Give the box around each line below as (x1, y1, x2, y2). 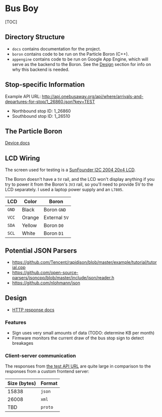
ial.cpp (12, 265, 26, 270)
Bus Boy (5, 3, 39, 14)
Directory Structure (5, 33, 65, 41)
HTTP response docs (12, 306, 55, 313)
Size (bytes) (7, 380, 36, 387)
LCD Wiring (5, 154, 40, 162)
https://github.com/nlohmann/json (12, 280, 81, 286)
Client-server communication (5, 353, 76, 359)
